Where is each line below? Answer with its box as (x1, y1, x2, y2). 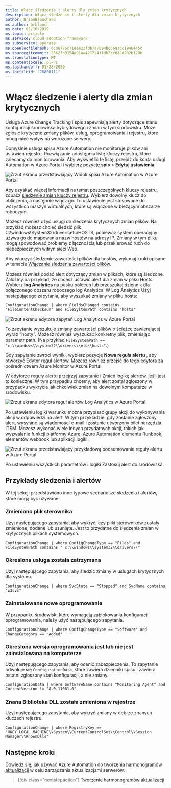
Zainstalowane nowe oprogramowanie (5, 600, 103, 607)
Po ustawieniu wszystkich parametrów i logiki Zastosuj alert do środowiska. (5, 461, 164, 467)
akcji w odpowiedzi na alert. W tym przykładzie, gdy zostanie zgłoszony (5, 414, 157, 420)
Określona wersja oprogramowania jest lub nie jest (5, 643, 134, 650)
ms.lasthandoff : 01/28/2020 (5, 64, 65, 70)
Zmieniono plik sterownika (5, 508, 72, 515)
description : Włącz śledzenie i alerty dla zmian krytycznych (5, 12, 140, 17)
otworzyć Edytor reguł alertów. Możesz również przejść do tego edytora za (5, 357, 163, 364)
